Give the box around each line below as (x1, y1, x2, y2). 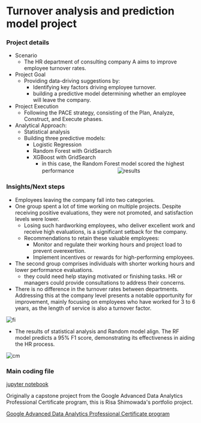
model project (6, 17, 77, 31)
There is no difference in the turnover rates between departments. (14, 285, 179, 292)
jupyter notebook (6, 380, 49, 388)
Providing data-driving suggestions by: (23, 77, 121, 84)
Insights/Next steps (6, 183, 65, 191)
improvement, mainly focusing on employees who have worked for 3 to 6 (14, 298, 196, 305)
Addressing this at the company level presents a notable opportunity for (14, 292, 193, 299)
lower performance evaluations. (14, 266, 94, 273)
